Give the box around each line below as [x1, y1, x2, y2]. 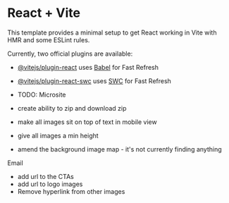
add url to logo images [17, 180, 83, 188]
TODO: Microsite [17, 90, 66, 99]
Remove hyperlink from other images [17, 187, 125, 195]
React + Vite [7, 5, 81, 21]
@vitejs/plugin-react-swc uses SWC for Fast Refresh [17, 76, 171, 85]
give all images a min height [17, 131, 99, 140]
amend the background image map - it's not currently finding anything [17, 144, 222, 153]
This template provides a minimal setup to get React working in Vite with [7, 28, 217, 37]
